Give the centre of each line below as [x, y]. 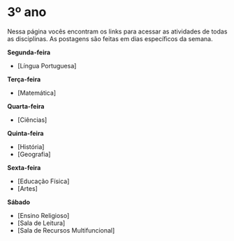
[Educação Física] [43, 181]
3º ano [27, 12]
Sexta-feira [24, 167]
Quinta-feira [25, 133]
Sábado [19, 202]
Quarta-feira [26, 106]
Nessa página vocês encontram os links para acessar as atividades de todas [117, 31]
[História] [31, 146]
